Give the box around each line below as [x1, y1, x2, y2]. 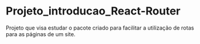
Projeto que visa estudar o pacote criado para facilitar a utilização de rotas [6, 24, 194, 31]
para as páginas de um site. [6, 30, 76, 37]
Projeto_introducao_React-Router [6, 4, 181, 18]
